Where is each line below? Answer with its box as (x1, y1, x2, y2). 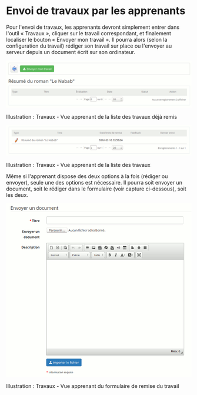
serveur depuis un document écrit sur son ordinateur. (6, 48, 135, 55)
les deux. (6, 192, 28, 199)
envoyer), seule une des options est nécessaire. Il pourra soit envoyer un (6, 179, 182, 186)
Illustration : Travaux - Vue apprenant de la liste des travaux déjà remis (6, 113, 178, 120)
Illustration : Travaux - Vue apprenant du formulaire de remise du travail (6, 382, 179, 389)
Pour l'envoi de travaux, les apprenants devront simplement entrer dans (6, 24, 180, 31)
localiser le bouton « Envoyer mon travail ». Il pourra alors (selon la (6, 36, 168, 43)
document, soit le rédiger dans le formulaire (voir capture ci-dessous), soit (6, 185, 186, 192)
